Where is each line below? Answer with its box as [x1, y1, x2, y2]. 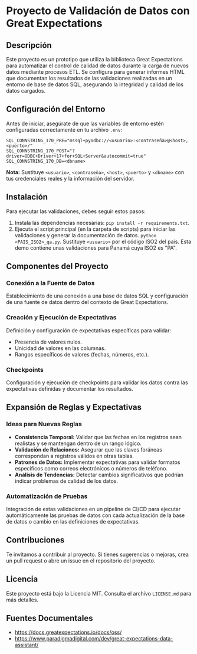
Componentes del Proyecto [6, 261, 109, 272]
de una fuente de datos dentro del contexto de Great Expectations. [6, 299, 169, 306]
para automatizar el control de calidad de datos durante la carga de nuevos [6, 62, 189, 69]
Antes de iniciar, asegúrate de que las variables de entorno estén [6, 120, 164, 127]
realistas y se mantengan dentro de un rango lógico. [14, 440, 142, 447]
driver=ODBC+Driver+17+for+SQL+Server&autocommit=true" [6, 153, 146, 159]
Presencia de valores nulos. [14, 338, 83, 345]
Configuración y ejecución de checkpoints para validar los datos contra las [6, 379, 188, 386]
